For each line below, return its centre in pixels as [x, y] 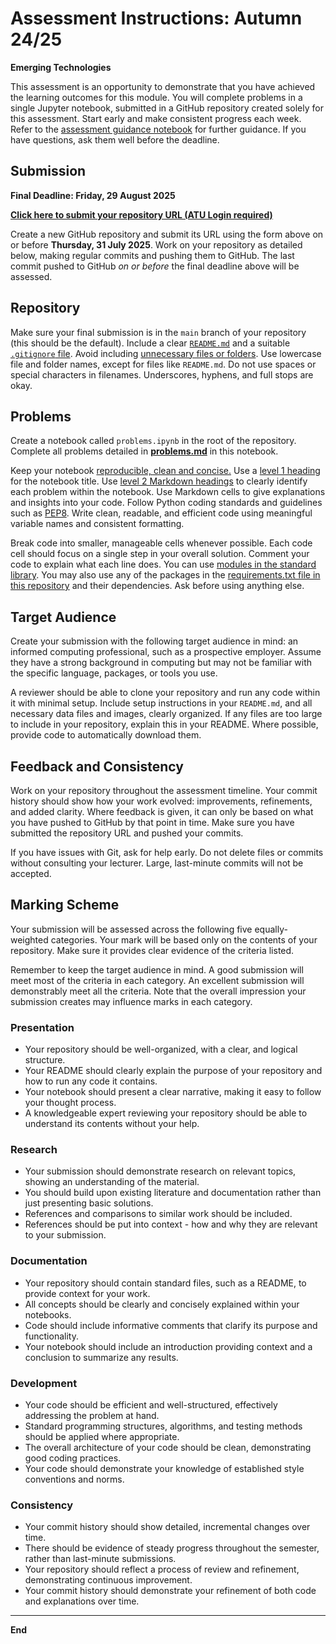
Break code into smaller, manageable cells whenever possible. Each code [161, 543]
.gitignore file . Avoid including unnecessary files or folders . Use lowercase [166, 353]
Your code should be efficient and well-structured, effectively [151, 1405]
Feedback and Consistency [97, 766]
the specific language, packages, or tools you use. [114, 673]
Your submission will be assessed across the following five [131, 929]
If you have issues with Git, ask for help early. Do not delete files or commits [167, 852]
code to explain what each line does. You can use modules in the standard [163, 564]
